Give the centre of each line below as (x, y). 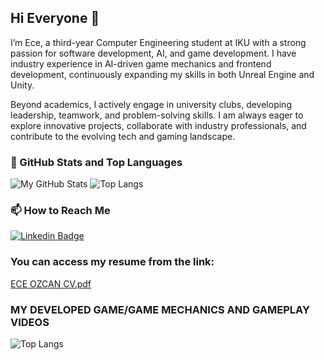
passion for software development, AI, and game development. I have (153, 53)
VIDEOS (30, 322)
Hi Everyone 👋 (55, 18)
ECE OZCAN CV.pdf (51, 283)
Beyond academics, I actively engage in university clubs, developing (151, 104)
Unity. (22, 85)
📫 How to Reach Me (60, 211)
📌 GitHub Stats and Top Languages (96, 162)
